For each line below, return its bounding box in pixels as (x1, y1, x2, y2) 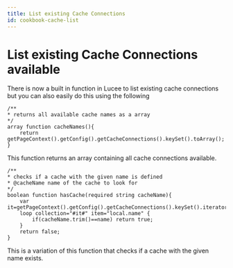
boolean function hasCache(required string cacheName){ (7, 192, 172, 199)
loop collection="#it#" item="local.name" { (19, 210, 150, 217)
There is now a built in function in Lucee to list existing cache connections (7, 84, 219, 93)
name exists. (7, 254, 44, 262)
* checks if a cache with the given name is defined (7, 173, 163, 181)
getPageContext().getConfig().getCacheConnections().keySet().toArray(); (7, 136, 225, 143)
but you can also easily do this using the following (7, 92, 150, 100)
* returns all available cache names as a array (7, 111, 150, 118)
